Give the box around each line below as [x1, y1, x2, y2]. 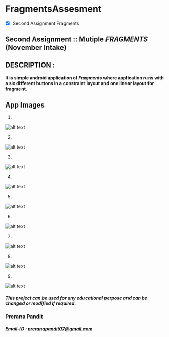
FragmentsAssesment [5, 3, 102, 15]
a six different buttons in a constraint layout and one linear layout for [5, 80, 154, 87]
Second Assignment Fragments [12, 20, 79, 26]
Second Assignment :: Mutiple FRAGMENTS [5, 35, 149, 44]
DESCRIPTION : [5, 60, 55, 69]
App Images [5, 100, 45, 109]
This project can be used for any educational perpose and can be [5, 294, 147, 301]
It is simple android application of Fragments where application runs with [5, 75, 164, 81]
